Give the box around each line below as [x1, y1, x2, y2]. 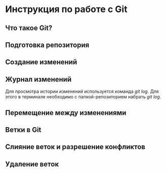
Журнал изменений [5, 75, 72, 84]
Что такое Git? [5, 24, 52, 32]
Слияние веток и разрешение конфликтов [5, 143, 145, 151]
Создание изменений [5, 58, 77, 67]
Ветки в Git [5, 125, 41, 134]
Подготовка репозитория [5, 40, 89, 49]
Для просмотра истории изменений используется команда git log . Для [5, 88, 159, 94]
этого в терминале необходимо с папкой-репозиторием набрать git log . [5, 94, 161, 100]
